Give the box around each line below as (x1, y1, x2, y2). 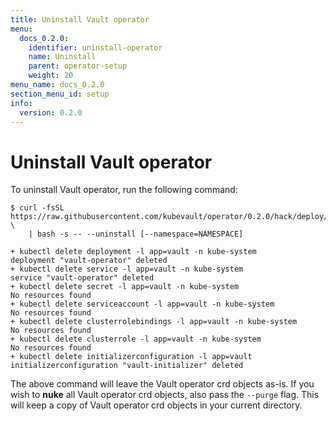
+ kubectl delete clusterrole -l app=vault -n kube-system (10, 334, 262, 345)
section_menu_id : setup (10, 89, 110, 99)
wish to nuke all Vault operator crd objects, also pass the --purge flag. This (10, 389, 320, 401)
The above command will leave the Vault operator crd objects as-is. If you (10, 378, 315, 390)
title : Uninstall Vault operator (10, 14, 150, 25)
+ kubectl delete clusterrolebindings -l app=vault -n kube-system (10, 317, 298, 327)
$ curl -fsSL (10, 203, 65, 213)
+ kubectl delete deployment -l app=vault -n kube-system (10, 247, 257, 257)
